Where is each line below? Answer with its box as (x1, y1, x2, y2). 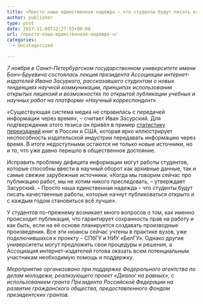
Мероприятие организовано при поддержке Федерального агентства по (7, 265, 196, 273)
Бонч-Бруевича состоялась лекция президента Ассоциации (7, 71, 163, 78)
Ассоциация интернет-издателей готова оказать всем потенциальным (7, 247, 189, 254)
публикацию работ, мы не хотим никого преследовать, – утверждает (7, 178, 186, 185)
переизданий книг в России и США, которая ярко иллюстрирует (7, 128, 173, 135)
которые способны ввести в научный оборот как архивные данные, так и (7, 164, 196, 172)
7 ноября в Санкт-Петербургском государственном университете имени (7, 64, 196, 71)
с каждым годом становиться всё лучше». (7, 197, 117, 204)
